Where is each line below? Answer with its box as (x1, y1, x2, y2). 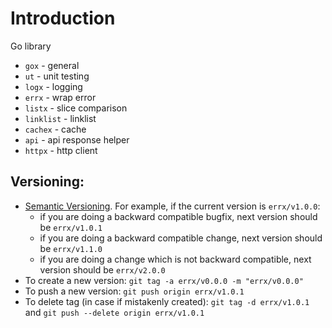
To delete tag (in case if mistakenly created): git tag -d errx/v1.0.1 (24, 295, 310, 307)
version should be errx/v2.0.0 (39, 263, 166, 276)
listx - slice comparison (24, 102, 128, 114)
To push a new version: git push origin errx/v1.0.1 (24, 285, 245, 297)
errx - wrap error (24, 91, 97, 103)
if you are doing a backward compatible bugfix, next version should (39, 210, 318, 222)
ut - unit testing (24, 70, 90, 82)
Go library (10, 40, 52, 52)
